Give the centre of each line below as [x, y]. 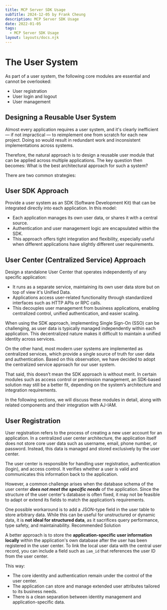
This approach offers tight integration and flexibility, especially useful [83, 239]
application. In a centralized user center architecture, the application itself [81, 438]
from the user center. [27, 556]
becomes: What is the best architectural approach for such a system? [77, 166]
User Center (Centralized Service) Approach [76, 260]
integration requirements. [31, 390]
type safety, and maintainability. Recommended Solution [63, 525]
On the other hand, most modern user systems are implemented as [74, 349]
